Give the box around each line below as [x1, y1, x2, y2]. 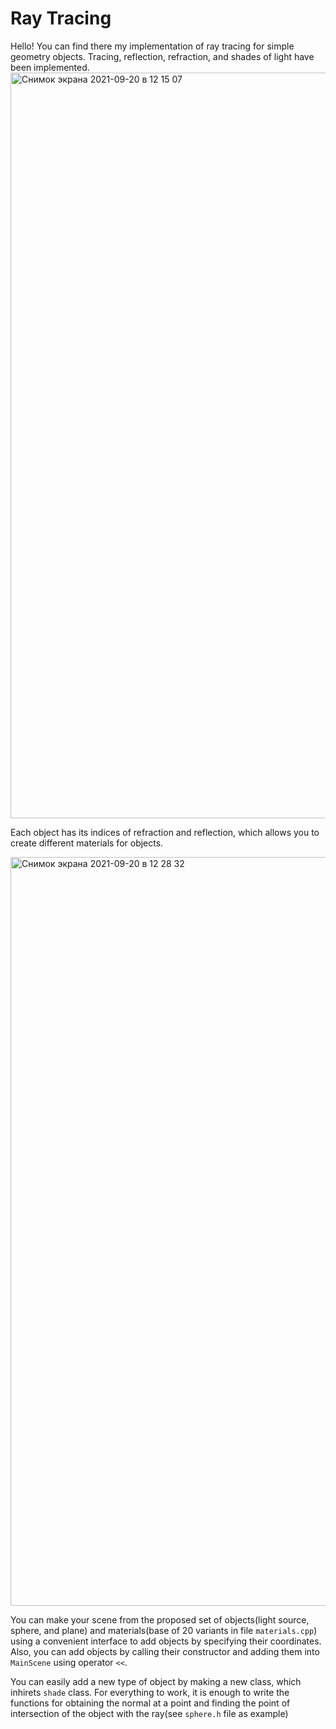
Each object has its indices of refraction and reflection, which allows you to [10, 826, 320, 838]
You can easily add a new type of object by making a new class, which [10, 1675, 302, 1687]
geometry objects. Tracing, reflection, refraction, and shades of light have [10, 50, 315, 62]
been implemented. [10, 61, 90, 73]
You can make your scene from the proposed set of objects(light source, [10, 1613, 310, 1626]
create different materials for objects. [10, 837, 164, 849]
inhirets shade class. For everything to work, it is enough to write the [10, 1686, 290, 1698]
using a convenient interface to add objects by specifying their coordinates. [10, 1635, 322, 1647]
